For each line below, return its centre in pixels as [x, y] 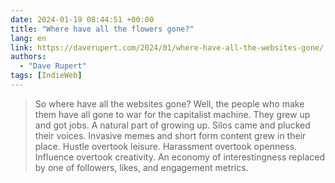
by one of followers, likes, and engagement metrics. [141, 167]
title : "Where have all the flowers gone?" [102, 29]
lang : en [28, 38]
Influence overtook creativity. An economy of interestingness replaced [179, 157]
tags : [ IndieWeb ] [46, 76]
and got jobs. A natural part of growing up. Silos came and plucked [172, 125]
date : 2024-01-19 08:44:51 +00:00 [82, 19]
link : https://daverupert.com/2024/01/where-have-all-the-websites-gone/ [167, 47]
